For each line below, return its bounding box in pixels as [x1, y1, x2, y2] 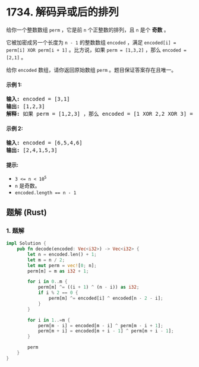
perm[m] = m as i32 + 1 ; [27, 268, 89, 274]
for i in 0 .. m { [27, 279, 68, 285]
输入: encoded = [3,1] [6, 96, 70, 103]
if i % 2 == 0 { [37, 290, 78, 296]
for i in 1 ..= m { [27, 317, 70, 323]
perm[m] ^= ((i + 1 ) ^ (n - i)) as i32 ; [37, 284, 140, 290]
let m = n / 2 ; [27, 257, 65, 263]
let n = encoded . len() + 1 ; [27, 251, 97, 257]
